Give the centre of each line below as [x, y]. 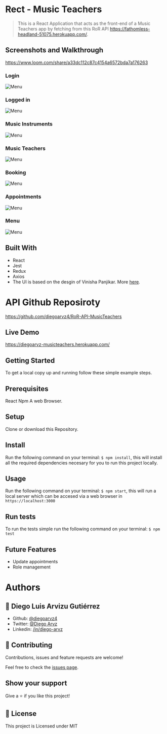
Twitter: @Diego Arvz [35, 624]
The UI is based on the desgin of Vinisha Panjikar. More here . [76, 282]
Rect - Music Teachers [54, 9]
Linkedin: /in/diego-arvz [38, 629]
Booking [16, 172]
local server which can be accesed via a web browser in [64, 496]
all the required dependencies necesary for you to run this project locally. [82, 463]
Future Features [31, 549]
